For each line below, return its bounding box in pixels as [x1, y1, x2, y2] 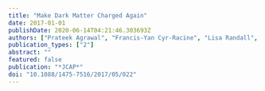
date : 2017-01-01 [8, 19, 66, 27]
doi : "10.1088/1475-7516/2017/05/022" [8, 70, 137, 78]
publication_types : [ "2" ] [8, 41, 94, 49]
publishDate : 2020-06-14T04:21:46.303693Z [8, 26, 151, 34]
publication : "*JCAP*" [8, 63, 84, 71]
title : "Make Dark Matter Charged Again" [8, 11, 148, 20]
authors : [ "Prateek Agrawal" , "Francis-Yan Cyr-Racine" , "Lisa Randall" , [8, 33, 259, 42]
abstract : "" [8, 48, 52, 56]
